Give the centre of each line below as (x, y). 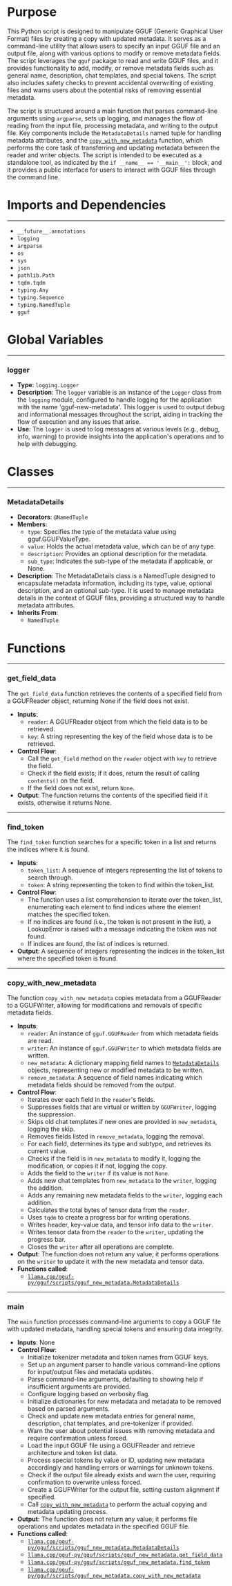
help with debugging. (47, 444)
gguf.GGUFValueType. (59, 539)
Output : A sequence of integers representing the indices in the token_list (121, 951)
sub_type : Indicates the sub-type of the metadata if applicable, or (120, 561)
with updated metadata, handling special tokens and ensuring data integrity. (115, 1329)
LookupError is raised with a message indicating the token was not (122, 929)
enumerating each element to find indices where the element (114, 907)
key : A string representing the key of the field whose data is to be (120, 736)
